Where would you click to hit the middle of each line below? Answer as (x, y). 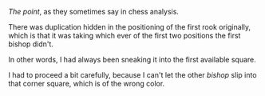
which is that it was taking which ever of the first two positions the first (125, 36)
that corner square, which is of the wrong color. (87, 84)
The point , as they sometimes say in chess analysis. (94, 12)
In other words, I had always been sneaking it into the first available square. (132, 60)
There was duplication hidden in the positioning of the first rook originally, (130, 27)
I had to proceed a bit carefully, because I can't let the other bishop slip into (132, 75)
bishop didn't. (31, 44)
